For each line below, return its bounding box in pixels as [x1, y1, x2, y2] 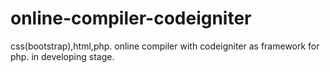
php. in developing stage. [10, 50, 115, 62]
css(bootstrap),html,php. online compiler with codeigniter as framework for [10, 40, 320, 52]
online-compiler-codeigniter [10, 7, 252, 30]
